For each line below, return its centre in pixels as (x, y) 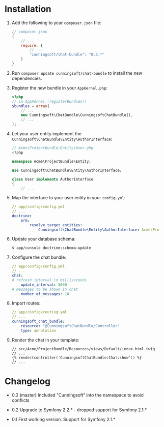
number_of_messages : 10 (45, 294)
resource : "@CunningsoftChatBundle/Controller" (70, 326)
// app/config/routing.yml (39, 312)
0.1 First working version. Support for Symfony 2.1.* (64, 419)
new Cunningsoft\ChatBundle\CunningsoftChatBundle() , (77, 115)
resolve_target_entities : (56, 225)
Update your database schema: (43, 239)
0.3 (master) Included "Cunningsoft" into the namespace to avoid (78, 395)
